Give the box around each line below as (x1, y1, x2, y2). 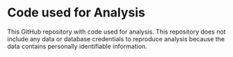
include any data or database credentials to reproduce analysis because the (7, 34, 225, 43)
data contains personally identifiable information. (7, 42, 147, 50)
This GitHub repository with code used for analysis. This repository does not (7, 27, 226, 36)
